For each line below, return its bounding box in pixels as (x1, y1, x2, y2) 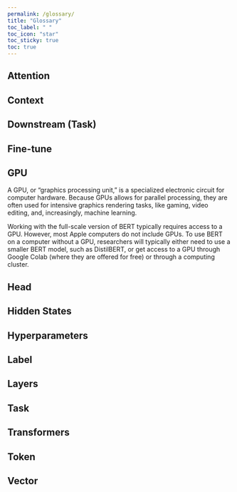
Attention (7, 70, 50, 82)
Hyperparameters (7, 329, 89, 342)
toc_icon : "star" (7, 30, 59, 38)
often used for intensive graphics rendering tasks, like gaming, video (7, 201, 209, 210)
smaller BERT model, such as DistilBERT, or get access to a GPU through (7, 245, 221, 254)
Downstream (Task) (7, 118, 97, 130)
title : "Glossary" (7, 17, 62, 24)
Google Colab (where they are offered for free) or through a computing (7, 252, 215, 261)
